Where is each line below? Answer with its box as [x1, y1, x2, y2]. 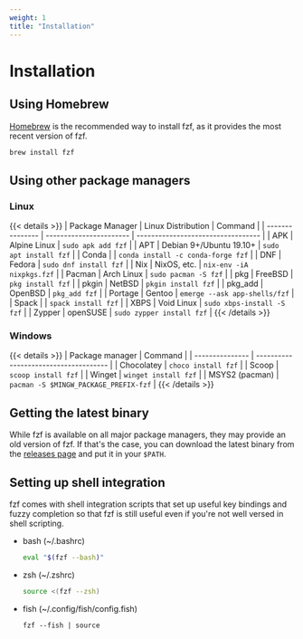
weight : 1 [9, 13, 47, 23]
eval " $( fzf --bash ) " [22, 553, 105, 562]
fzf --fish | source [22, 621, 100, 630]
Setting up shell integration [9, 474, 166, 490]
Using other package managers [9, 173, 191, 188]
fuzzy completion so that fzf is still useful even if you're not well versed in [9, 508, 284, 519]
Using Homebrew [9, 97, 109, 112]
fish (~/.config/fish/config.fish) [22, 603, 138, 614]
